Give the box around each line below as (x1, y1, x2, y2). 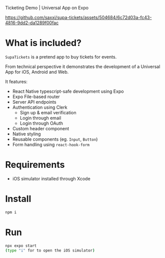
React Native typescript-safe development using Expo (12, 88, 124, 94)
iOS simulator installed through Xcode (12, 175, 91, 181)
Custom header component (12, 125, 69, 131)
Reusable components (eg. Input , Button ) (12, 136, 98, 142)
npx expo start (5, 243, 37, 248)
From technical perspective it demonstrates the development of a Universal (5, 63, 160, 70)
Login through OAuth (19, 120, 63, 126)
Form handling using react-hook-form (12, 141, 90, 147)
